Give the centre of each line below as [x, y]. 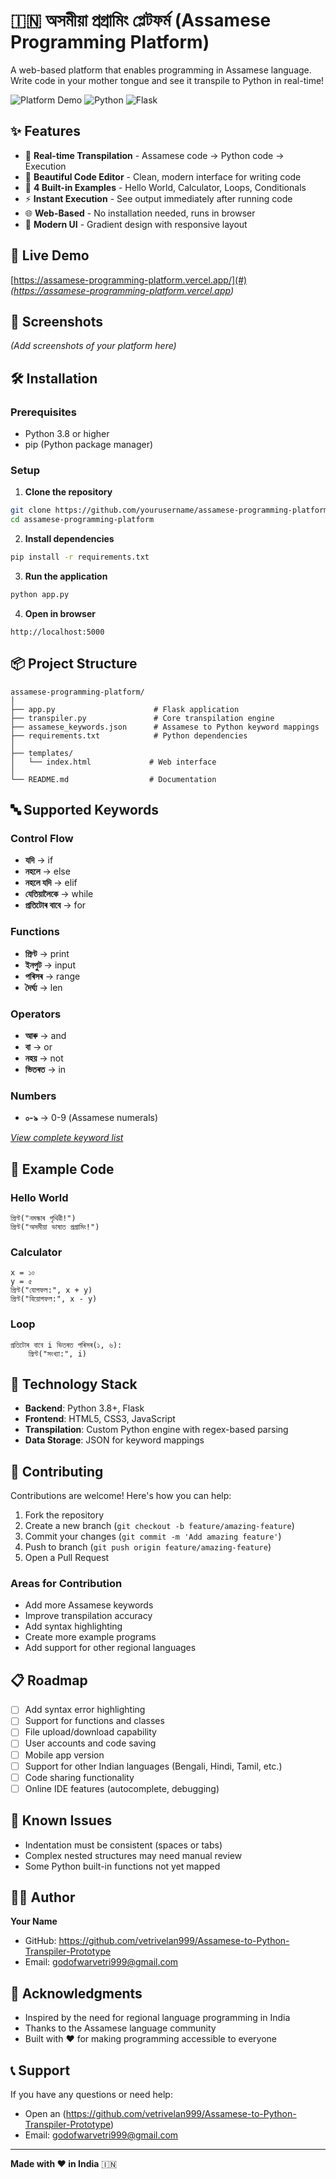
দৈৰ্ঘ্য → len [43, 987]
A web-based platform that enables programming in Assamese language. [161, 70]
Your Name [34, 1921]
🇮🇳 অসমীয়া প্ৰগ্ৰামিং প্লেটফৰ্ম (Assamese [141, 20]
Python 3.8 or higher [67, 434]
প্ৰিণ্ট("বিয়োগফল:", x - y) [54, 1299]
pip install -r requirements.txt [80, 557]
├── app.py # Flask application [125, 709]
